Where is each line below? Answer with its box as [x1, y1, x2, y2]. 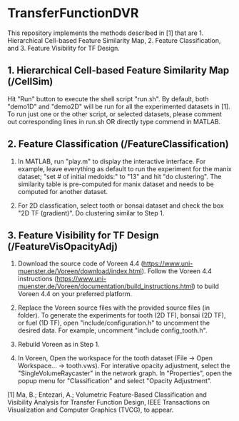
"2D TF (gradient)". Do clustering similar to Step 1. [17, 208, 165, 217]
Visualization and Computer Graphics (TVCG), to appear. [7, 405, 174, 415]
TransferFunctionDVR [7, 5, 139, 21]
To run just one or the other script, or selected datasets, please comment [7, 109, 223, 118]
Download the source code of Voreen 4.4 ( [17, 259, 144, 268]
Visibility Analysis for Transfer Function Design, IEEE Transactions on [7, 398, 210, 407]
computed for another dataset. [17, 187, 108, 196]
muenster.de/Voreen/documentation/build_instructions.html [17, 282, 193, 290]
